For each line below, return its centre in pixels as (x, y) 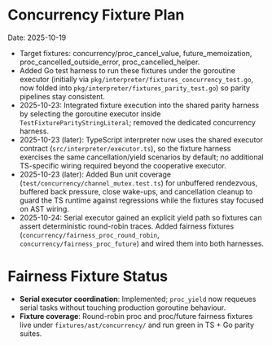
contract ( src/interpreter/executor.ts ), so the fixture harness (125, 148)
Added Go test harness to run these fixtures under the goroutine (127, 70)
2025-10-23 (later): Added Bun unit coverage (95, 174)
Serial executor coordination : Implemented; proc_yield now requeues (138, 299)
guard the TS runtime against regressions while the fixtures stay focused (141, 200)
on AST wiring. (44, 208)
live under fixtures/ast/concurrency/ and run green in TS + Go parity (136, 325)
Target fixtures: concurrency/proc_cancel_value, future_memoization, (136, 53)
